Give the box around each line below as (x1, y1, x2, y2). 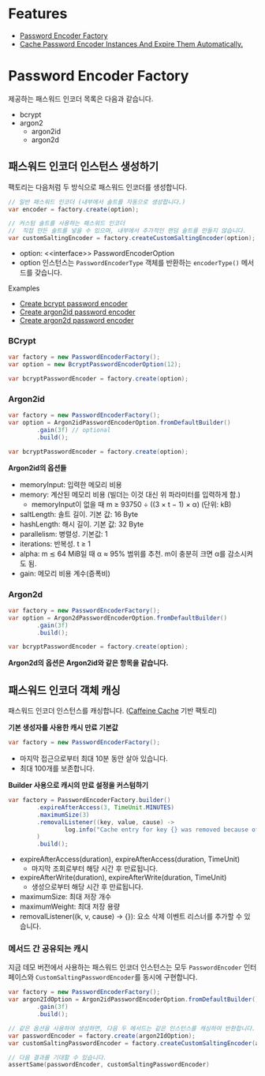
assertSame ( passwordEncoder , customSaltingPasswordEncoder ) (8, 1061, 211, 1069)
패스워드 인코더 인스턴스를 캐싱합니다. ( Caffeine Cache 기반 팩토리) (8, 706, 218, 715)
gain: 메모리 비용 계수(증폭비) (19, 568, 110, 578)
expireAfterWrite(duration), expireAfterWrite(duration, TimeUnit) (19, 873, 227, 883)
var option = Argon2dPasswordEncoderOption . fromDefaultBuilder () (8, 613, 227, 622)
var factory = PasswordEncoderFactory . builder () (8, 797, 171, 804)
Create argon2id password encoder (19, 307, 136, 317)
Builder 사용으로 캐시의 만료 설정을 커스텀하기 (8, 781, 148, 790)
